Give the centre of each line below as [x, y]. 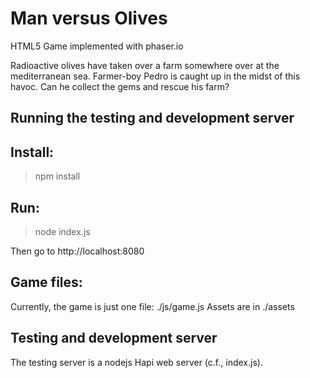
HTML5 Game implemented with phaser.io [97, 46]
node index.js [62, 231]
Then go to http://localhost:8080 [77, 251]
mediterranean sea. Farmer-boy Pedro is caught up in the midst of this [155, 76]
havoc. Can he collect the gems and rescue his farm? [120, 86]
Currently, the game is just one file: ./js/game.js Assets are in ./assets [152, 306]
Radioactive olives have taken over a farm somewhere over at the [145, 65]
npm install [57, 176]
